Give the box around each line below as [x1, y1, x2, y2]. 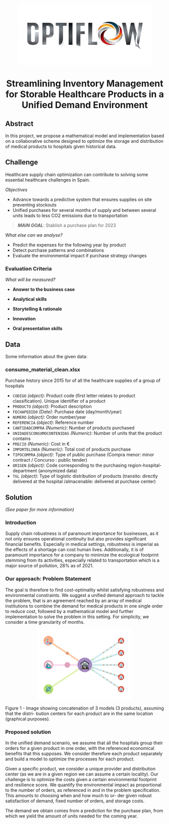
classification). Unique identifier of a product [12, 398, 106, 404]
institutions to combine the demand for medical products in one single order [5, 602, 163, 609]
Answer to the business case [12, 287, 75, 293]
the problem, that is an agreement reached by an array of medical [5, 597, 142, 603]
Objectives [5, 186, 28, 193]
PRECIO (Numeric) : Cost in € [12, 441, 70, 447]
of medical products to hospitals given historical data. [5, 143, 117, 149]
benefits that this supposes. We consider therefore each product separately [5, 750, 163, 756]
